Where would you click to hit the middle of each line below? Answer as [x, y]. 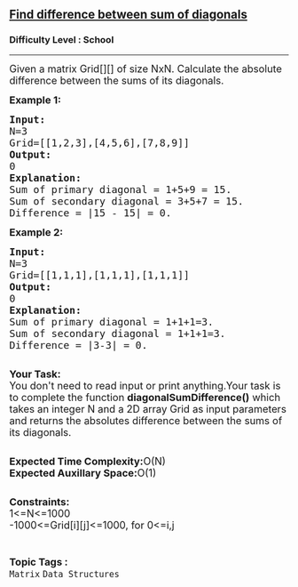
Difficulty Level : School [62, 40]
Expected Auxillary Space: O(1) [83, 473]
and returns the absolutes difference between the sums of [146, 420]
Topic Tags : [39, 562]
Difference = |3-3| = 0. [78, 345]
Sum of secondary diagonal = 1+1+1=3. [118, 333]
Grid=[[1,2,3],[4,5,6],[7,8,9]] [100, 143]
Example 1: [35, 100]
